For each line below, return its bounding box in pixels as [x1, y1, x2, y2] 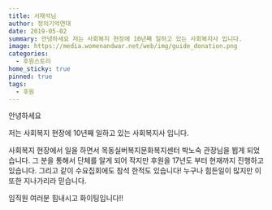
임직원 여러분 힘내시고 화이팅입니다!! [8, 193, 123, 203]
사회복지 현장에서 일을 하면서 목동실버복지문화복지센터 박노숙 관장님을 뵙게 [8, 146, 245, 155]
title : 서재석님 [8, 11, 57, 20]
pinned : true [8, 72, 53, 81]
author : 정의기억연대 [8, 20, 71, 28]
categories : [8, 50, 49, 58]
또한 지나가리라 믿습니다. [8, 176, 87, 186]
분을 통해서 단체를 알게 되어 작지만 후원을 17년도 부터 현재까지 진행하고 [40, 155, 264, 165]
